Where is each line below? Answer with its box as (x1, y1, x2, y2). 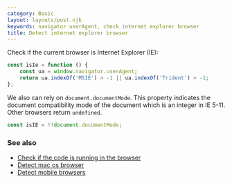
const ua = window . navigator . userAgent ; (19, 68, 138, 75)
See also (7, 137, 37, 147)
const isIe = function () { (7, 61, 89, 69)
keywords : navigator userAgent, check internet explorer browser (7, 23, 199, 30)
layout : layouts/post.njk (7, 17, 82, 23)
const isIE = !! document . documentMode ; (7, 122, 123, 128)
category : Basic (7, 10, 54, 17)
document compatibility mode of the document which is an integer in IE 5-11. (7, 101, 226, 109)
